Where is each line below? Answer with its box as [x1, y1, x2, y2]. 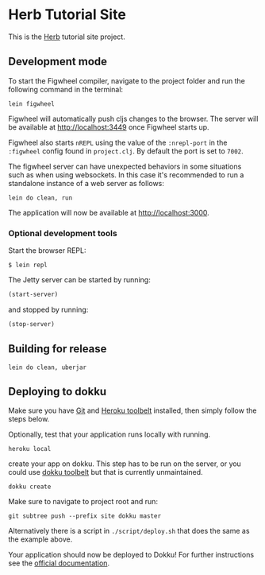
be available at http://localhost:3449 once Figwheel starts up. [8, 122, 209, 132]
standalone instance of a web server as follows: [8, 178, 165, 188]
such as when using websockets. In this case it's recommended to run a [8, 169, 244, 180]
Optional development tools [8, 227, 117, 239]
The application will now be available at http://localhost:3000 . [8, 208, 210, 217]
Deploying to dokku [8, 385, 107, 398]
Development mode [8, 55, 108, 68]
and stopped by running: [8, 305, 89, 314]
